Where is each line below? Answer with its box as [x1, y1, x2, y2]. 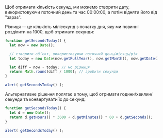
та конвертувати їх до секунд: [23, 96, 86, 102]
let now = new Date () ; [9, 43, 55, 47]
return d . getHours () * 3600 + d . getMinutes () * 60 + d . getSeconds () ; [9, 115, 153, 120]
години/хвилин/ [120, 92, 153, 97]
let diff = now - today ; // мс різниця [9, 65, 90, 70]
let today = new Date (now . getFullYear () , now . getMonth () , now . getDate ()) [9, 56, 162, 61]
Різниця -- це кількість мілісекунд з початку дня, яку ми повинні [5, 24, 139, 30]
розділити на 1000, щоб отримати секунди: [5, 29, 95, 34]
